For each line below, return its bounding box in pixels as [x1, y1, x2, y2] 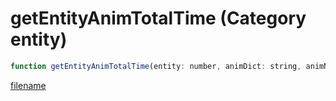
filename [10, 79, 47, 91]
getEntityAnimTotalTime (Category [10, 7, 307, 30]
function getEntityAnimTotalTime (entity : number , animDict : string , [10, 61, 302, 71]
